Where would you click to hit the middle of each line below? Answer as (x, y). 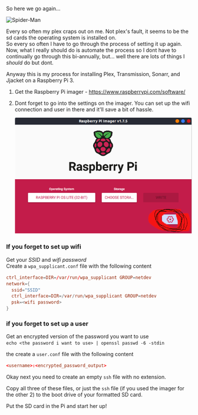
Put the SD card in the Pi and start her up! (57, 406)
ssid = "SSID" (26, 290)
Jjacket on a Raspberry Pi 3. (40, 80)
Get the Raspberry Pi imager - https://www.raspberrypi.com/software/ (100, 92)
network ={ (18, 284)
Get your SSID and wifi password (46, 259)
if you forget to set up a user (47, 324)
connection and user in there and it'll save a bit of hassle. (84, 109)
